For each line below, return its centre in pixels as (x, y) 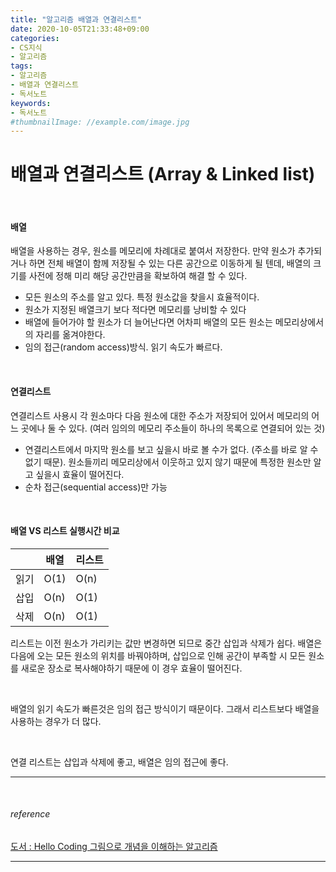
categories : (35, 38)
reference (30, 814)
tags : (21, 66)
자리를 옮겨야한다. (70, 335)
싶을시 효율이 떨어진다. (80, 474)
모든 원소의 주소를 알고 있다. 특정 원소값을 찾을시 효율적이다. (142, 297)
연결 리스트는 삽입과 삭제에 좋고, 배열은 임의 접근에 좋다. (119, 762)
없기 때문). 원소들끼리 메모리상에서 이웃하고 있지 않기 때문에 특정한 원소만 (168, 462)
